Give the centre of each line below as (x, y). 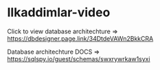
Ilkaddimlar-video (59, 13)
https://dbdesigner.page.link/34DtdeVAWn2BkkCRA (80, 38)
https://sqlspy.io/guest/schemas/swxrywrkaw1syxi (79, 58)
